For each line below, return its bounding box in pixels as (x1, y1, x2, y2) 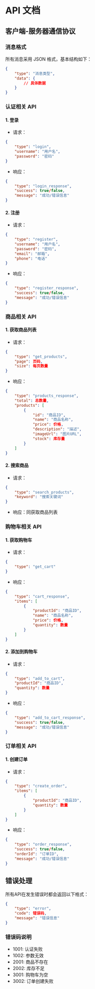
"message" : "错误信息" (14, 916, 60, 921)
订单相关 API (5, 742, 37, 749)
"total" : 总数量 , (14, 398, 49, 403)
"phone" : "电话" (14, 256, 47, 261)
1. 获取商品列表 (5, 327, 37, 333)
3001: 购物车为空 (12, 972, 49, 978)
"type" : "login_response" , (14, 183, 72, 189)
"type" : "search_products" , (14, 489, 74, 495)
